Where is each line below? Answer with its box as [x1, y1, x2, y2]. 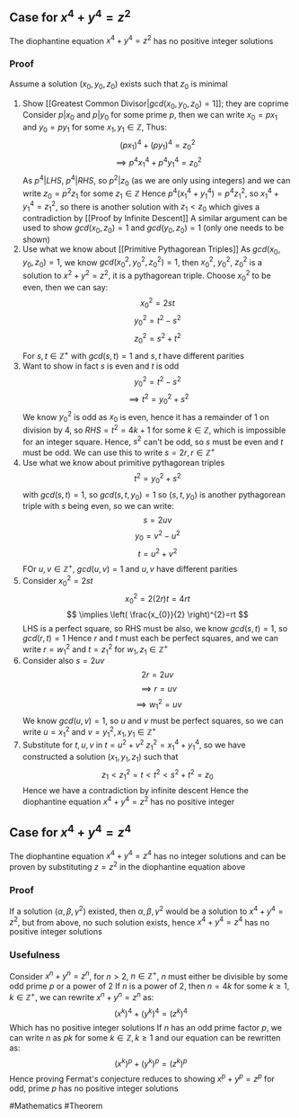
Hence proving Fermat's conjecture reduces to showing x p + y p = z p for [9, 1072, 276, 1085]
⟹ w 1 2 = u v [136, 697, 182, 711]
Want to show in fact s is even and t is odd [22, 360, 180, 371]
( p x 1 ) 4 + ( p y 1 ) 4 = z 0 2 [119, 138, 196, 152]
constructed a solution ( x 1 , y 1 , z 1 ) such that [22, 751, 179, 764]
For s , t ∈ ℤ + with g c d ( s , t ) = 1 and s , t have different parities [22, 349, 245, 361]
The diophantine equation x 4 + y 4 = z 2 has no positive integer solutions [9, 33, 274, 46]
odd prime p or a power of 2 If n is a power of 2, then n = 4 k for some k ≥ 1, [9, 980, 290, 992]
